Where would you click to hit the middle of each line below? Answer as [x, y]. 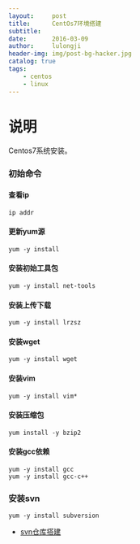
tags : [17, 69]
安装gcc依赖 [29, 451]
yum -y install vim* [43, 396]
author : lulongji [45, 46]
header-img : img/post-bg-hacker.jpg [70, 54]
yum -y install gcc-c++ [49, 477]
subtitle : [25, 31]
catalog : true [32, 62]
